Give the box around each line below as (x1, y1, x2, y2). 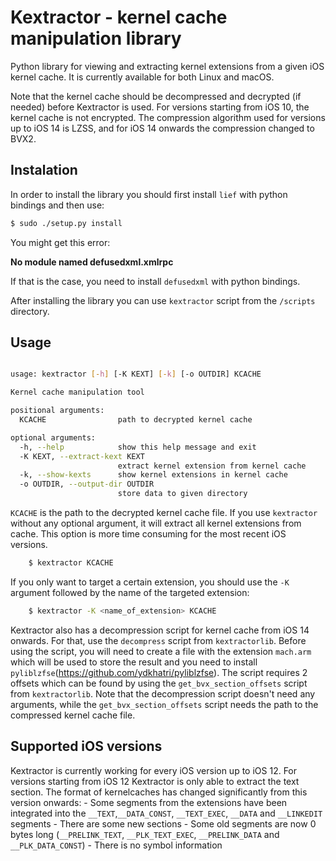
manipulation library (10, 27, 182, 50)
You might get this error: (10, 236, 111, 248)
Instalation (10, 162, 78, 179)
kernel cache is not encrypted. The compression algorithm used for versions (10, 111, 326, 123)
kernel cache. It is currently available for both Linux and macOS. (10, 71, 275, 83)
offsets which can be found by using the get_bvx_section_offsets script (10, 677, 308, 689)
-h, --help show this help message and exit (19, 442, 257, 452)
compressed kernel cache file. (10, 709, 136, 721)
